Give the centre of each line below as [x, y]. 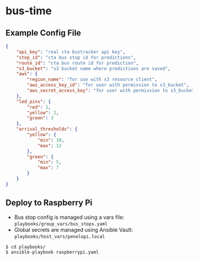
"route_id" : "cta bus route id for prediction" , [78, 63]
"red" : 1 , [39, 107]
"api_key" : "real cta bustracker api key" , [71, 52]
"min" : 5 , [49, 162]
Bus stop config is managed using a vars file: [69, 217]
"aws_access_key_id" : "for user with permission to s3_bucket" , [108, 85]
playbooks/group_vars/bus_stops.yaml [61, 224]
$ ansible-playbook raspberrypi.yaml [52, 252]
